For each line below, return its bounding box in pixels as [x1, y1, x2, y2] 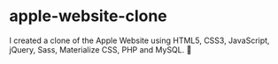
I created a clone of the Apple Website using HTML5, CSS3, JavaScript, [9, 35, 270, 46]
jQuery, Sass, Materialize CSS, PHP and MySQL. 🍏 [9, 44, 192, 54]
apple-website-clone [9, 6, 168, 26]
